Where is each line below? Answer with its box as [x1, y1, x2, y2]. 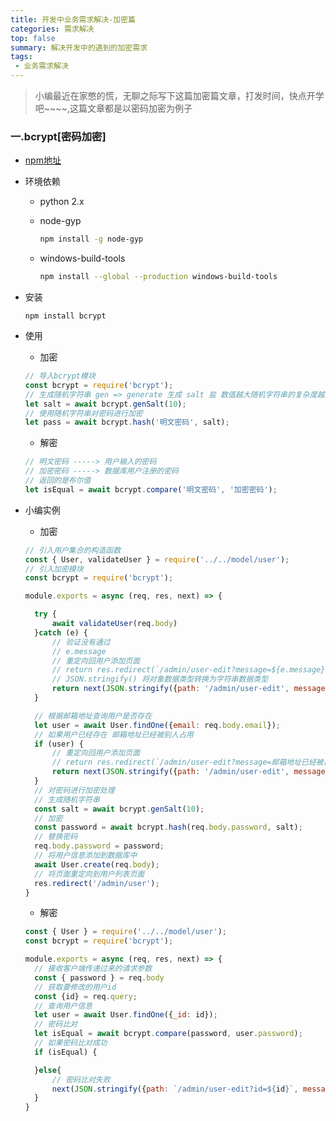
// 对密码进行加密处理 [34, 785, 115, 795]
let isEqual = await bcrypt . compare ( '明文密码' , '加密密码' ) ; [24, 484, 278, 495]
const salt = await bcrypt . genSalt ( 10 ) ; [34, 804, 205, 814]
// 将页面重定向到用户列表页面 [34, 869, 145, 879]
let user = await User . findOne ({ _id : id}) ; [34, 1010, 218, 1020]
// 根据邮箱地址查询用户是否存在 [34, 711, 153, 721]
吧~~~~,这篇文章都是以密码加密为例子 [34, 102, 193, 114]
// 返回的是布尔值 [24, 476, 92, 486]
